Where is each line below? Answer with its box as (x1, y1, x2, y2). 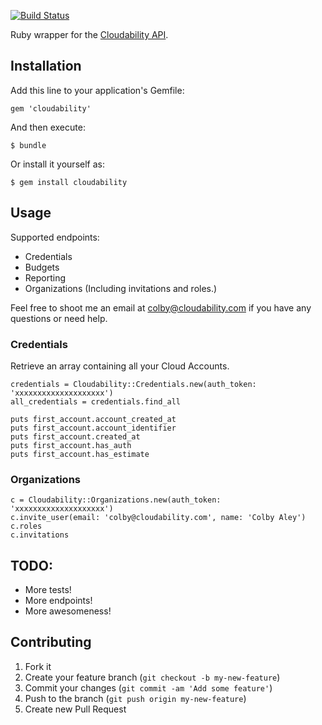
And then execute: (10, 121, 86, 133)
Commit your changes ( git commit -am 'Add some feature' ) (24, 681, 273, 694)
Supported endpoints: (10, 231, 100, 243)
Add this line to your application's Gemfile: (10, 84, 185, 96)
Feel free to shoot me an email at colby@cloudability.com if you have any (10, 301, 312, 314)
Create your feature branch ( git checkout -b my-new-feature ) (24, 671, 281, 683)
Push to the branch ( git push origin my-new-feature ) (24, 692, 247, 704)
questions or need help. (10, 312, 108, 324)
